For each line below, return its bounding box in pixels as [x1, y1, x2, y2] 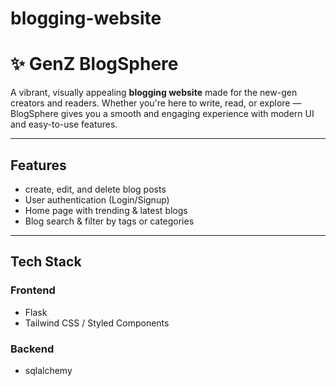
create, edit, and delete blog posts [24, 183, 167, 195]
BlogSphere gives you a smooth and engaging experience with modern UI [10, 108, 315, 120]
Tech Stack [10, 253, 82, 271]
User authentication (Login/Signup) [24, 193, 170, 206]
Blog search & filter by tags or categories [24, 215, 195, 227]
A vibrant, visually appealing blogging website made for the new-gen [10, 87, 298, 99]
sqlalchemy [24, 364, 73, 376]
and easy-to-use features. [10, 118, 118, 131]
